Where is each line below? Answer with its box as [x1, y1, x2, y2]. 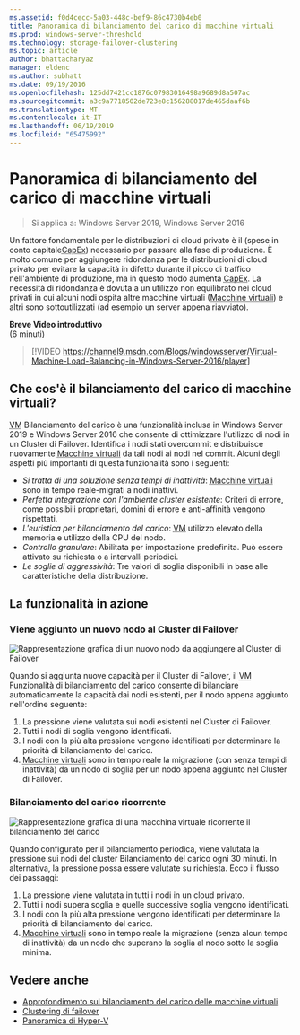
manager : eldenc [9, 64, 70, 73]
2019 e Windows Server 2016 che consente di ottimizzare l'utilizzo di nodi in [9, 428, 290, 440]
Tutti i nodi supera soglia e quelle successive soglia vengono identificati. [21, 899, 290, 909]
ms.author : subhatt [9, 72, 82, 81]
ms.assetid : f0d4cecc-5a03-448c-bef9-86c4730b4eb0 [9, 13, 202, 22]
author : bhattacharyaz [9, 55, 94, 64]
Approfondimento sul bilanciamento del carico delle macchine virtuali [21, 996, 279, 1007]
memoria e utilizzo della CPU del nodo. [21, 531, 166, 543]
